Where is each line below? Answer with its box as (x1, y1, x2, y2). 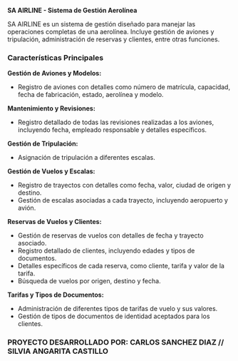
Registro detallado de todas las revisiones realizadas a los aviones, (17, 118, 214, 127)
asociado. (17, 239, 47, 248)
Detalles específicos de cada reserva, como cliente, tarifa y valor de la (17, 262, 224, 270)
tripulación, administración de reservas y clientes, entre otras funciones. (7, 35, 220, 44)
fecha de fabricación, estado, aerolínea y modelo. (17, 91, 164, 99)
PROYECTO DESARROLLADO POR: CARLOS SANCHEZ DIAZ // (7, 337, 224, 347)
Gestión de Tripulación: (7, 139, 78, 148)
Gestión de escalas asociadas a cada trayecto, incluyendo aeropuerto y (17, 196, 228, 205)
